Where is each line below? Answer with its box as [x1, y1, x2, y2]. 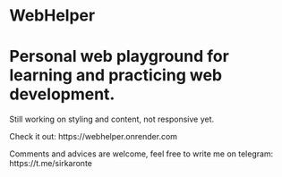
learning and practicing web [9, 65, 222, 86]
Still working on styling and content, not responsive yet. [9, 114, 215, 125]
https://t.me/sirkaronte [9, 158, 92, 169]
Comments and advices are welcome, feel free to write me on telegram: [9, 148, 274, 159]
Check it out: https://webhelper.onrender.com [9, 131, 177, 142]
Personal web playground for [9, 46, 230, 67]
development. [9, 84, 115, 105]
